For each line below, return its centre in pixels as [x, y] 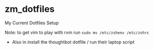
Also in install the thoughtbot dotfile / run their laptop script [73, 42]
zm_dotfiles [30, 9]
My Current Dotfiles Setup [32, 23]
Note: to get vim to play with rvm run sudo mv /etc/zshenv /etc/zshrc [77, 32]
